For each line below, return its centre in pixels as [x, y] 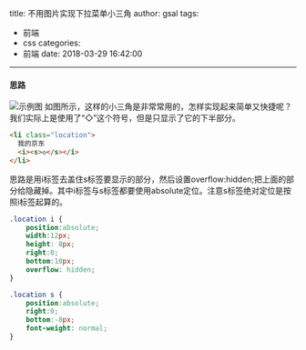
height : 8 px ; [51, 245]
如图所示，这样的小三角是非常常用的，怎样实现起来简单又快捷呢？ [168, 106]
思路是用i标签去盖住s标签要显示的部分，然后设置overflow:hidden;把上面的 [148, 179]
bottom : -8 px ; [51, 320]
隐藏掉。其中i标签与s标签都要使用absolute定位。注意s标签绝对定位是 [154, 190]
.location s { [36, 295]
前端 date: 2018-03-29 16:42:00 [82, 54]
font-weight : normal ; [66, 329]
